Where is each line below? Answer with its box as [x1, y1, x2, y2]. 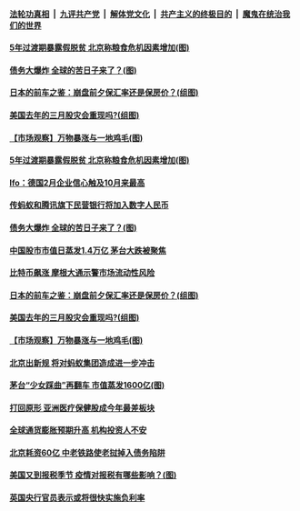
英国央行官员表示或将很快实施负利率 [9, 492, 145, 504]
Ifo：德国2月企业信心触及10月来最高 [9, 177, 145, 188]
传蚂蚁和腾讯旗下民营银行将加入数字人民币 [9, 200, 169, 211]
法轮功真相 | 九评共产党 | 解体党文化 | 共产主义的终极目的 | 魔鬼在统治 [9, 8, 283, 19]
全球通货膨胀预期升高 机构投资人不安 [9, 425, 147, 436]
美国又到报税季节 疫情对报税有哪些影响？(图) [9, 469, 177, 481]
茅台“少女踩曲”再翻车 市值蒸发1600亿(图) [9, 380, 165, 391]
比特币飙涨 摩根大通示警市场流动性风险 [9, 267, 155, 278]
